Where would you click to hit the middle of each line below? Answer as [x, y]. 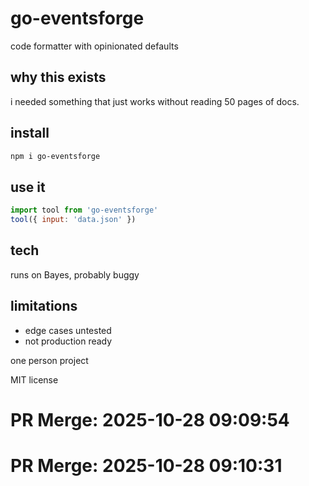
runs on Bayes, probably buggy [75, 274]
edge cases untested [68, 330]
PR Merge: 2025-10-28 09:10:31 [146, 466]
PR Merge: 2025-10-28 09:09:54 [150, 419]
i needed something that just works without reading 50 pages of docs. [155, 101]
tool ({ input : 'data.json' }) [73, 220]
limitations [44, 306]
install [30, 133]
